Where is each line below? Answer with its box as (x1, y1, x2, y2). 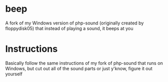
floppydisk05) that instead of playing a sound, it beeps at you (5, 25, 133, 31)
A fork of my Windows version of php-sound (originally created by (5, 20, 144, 26)
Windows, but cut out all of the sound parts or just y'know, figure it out (5, 65, 153, 71)
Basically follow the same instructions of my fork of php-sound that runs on (5, 60, 163, 66)
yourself (5, 71, 23, 77)
